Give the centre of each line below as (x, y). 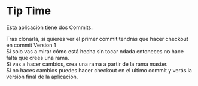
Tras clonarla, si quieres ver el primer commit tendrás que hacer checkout (97, 39)
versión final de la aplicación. (42, 77)
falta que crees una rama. (38, 58)
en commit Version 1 (31, 45)
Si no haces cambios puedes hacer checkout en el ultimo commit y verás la (99, 70)
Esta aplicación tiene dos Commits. (49, 27)
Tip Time (29, 11)
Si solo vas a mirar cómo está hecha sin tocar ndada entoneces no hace (95, 51)
